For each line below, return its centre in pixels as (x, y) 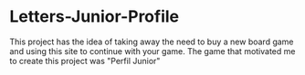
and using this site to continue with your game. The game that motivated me (152, 51)
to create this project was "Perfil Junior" (85, 61)
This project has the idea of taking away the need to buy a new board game (152, 42)
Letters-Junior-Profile (95, 17)
